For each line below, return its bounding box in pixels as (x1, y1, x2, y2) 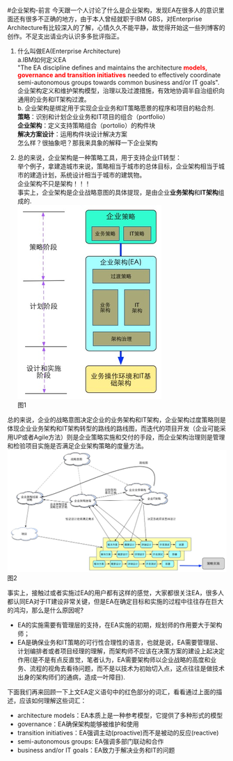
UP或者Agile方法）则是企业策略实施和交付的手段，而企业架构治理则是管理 (13, 433, 225, 441)
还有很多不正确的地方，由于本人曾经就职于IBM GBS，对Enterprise (13, 15, 202, 23)
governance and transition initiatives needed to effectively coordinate (17, 71, 221, 79)
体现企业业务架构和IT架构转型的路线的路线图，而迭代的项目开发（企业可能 (7, 424, 220, 433)
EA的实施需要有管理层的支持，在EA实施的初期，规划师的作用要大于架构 (17, 621, 223, 630)
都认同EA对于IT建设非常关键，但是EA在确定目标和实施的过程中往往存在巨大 (7, 598, 224, 606)
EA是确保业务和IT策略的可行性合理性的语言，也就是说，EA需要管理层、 (17, 639, 222, 647)
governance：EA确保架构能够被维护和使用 (17, 720, 139, 728)
